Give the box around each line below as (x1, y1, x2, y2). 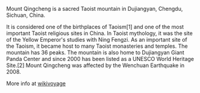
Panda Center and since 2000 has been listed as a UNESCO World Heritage (6, 56, 195, 62)
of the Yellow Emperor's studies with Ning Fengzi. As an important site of (6, 36, 188, 43)
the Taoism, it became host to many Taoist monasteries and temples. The (6, 42, 188, 50)
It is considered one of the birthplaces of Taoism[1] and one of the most (6, 24, 184, 30)
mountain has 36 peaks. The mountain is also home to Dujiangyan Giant (6, 49, 185, 56)
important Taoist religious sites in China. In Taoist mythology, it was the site (6, 30, 193, 37)
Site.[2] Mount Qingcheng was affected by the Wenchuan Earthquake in (6, 62, 185, 69)
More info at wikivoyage (6, 80, 66, 87)
